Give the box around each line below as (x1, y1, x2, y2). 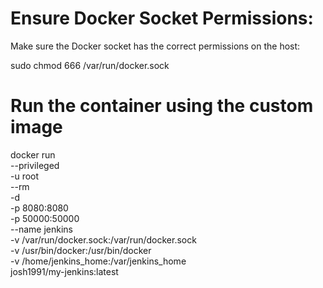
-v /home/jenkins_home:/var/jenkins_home (10, 255, 187, 267)
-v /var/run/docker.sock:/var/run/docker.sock (10, 233, 197, 246)
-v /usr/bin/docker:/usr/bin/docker (10, 244, 152, 256)
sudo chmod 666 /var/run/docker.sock (10, 59, 170, 71)
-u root (10, 170, 40, 182)
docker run (10, 148, 56, 161)
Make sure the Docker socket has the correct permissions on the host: (10, 40, 301, 52)
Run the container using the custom (10, 95, 314, 117)
